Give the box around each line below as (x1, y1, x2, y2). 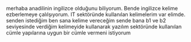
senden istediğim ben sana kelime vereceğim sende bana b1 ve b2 (6, 17, 166, 24)
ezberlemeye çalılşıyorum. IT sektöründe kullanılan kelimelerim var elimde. (6, 11, 186, 18)
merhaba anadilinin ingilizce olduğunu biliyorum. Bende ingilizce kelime (6, 5, 178, 12)
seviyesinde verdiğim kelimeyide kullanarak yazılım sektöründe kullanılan (6, 23, 182, 30)
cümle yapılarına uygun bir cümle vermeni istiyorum (6, 29, 131, 36)
